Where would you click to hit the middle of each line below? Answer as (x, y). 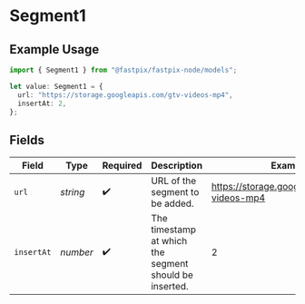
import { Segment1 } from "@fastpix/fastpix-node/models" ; (123, 70)
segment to (175, 192)
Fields (27, 140)
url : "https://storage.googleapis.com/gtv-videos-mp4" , (125, 95)
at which (169, 241)
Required (122, 166)
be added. (172, 203)
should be (172, 275)
